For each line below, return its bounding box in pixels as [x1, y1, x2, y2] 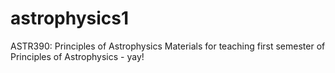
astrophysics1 [10, 7, 130, 30]
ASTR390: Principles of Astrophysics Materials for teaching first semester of [10, 40, 326, 52]
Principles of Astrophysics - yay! [10, 50, 145, 62]
